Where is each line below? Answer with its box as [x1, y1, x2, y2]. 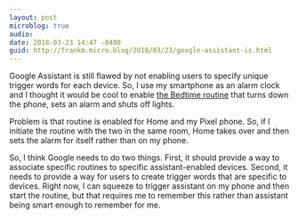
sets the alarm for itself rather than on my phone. [9, 135, 189, 146]
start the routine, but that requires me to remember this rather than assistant [9, 191, 289, 201]
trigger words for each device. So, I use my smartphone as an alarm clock [9, 80, 280, 91]
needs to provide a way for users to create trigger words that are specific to [9, 171, 287, 182]
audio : [9, 29, 34, 38]
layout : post [9, 12, 58, 22]
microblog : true [9, 21, 69, 30]
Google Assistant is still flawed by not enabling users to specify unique [9, 70, 269, 81]
